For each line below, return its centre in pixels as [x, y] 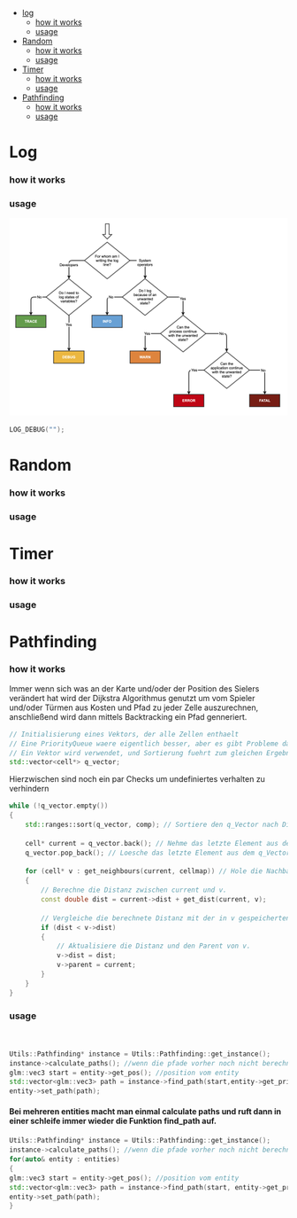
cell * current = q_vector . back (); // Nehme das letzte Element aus [152, 843]
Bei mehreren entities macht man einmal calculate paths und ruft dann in [145, 1111]
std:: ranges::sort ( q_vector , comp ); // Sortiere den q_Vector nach [152, 825]
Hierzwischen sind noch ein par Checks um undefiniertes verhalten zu [137, 779]
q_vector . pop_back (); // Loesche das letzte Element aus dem [140, 853]
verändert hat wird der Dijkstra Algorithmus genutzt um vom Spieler [132, 698]
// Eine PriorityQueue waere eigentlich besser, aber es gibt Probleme [144, 744]
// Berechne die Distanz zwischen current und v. [134, 890]
